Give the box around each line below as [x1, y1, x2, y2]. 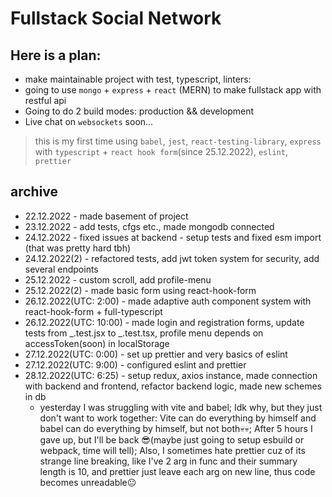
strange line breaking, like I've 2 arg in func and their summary [39, 455, 298, 467]
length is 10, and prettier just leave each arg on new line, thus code [39, 465, 316, 477]
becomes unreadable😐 [39, 476, 137, 488]
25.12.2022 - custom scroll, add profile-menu [24, 273, 212, 286]
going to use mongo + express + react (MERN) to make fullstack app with [24, 84, 322, 96]
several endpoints [24, 263, 99, 275]
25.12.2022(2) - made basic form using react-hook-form [24, 284, 257, 296]
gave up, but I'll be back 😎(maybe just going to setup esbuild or [39, 433, 305, 446]
